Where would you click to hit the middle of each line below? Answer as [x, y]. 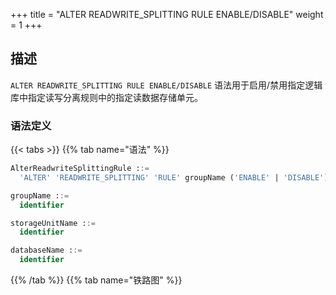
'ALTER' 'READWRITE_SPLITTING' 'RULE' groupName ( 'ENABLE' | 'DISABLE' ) [174, 177]
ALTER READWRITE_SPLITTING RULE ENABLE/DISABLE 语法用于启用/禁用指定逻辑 [166, 85]
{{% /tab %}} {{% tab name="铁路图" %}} [96, 280]
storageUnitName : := [53, 223]
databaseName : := [46, 250]
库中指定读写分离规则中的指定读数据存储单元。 [106, 97]
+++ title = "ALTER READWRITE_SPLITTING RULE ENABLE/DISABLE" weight [167, 14]
